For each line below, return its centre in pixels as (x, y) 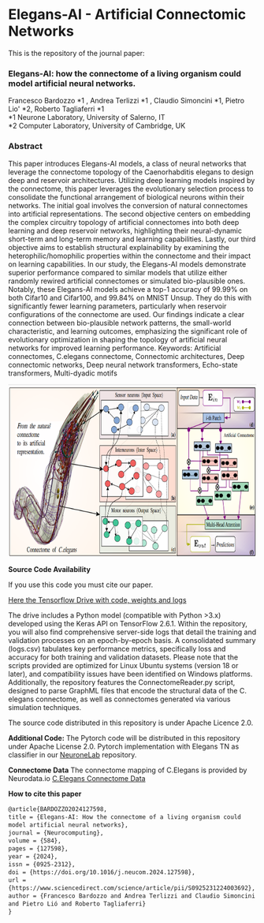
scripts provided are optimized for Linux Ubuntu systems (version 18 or (123, 665)
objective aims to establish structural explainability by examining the (119, 247)
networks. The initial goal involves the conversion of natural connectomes (128, 205)
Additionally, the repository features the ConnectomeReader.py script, (122, 682)
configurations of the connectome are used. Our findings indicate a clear (126, 314)
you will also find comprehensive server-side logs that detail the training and (132, 632)
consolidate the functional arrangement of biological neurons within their (126, 197)
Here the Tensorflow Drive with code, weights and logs (97, 600)
